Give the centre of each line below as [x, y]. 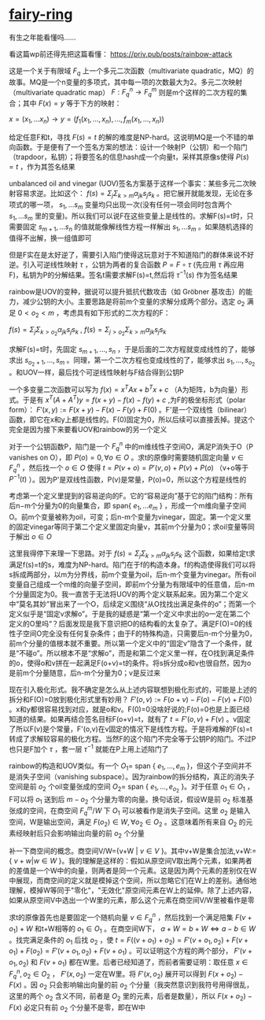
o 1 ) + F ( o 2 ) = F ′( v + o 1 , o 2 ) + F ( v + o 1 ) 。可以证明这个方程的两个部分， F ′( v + [131, 952]
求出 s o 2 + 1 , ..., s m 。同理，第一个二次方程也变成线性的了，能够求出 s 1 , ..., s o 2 [132, 362]
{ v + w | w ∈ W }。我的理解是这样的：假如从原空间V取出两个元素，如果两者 [131, 861]
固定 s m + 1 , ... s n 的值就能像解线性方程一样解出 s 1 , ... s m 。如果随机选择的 [138, 228]
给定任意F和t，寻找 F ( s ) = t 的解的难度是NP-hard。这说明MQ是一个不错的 [128, 137]
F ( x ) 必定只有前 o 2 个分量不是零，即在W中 [77, 1008]
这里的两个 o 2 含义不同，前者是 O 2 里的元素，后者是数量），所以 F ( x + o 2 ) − [131, 997]
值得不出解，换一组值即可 [50, 238]
